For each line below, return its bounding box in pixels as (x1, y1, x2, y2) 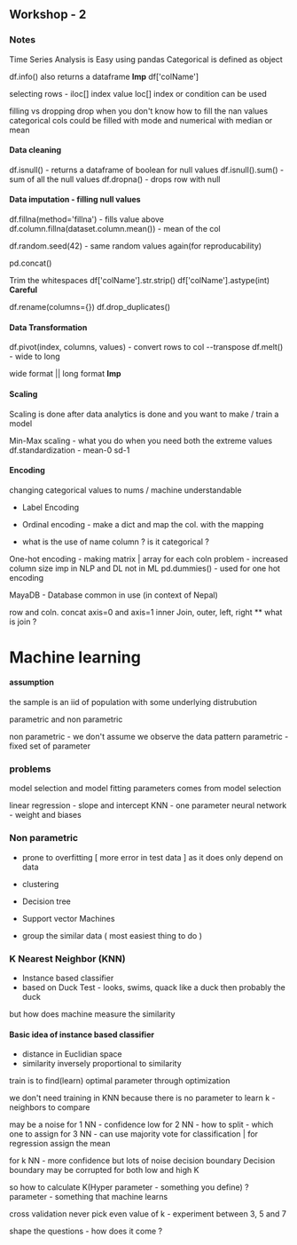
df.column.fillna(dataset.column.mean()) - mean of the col (9, 224, 222, 234)
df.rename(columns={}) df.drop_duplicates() (9, 302, 171, 313)
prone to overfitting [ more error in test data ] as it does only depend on (21, 852, 284, 862)
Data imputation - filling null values (9, 194, 141, 205)
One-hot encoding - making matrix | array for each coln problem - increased (9, 553, 288, 564)
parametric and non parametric (9, 714, 123, 725)
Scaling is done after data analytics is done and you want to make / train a (9, 408, 279, 419)
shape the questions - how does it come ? (9, 1225, 162, 1237)
